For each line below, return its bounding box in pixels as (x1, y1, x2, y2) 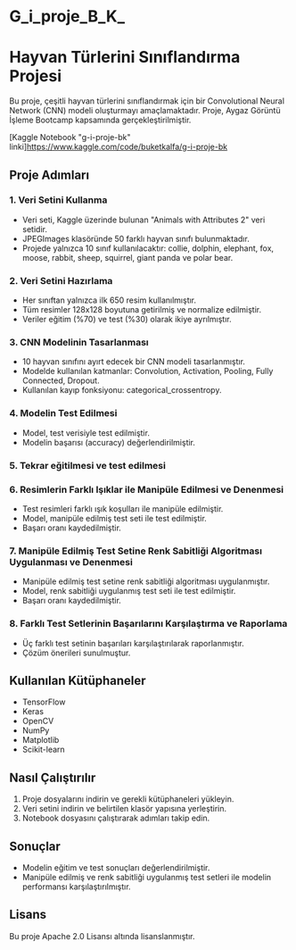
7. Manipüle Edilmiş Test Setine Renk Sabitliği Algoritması (9, 545, 263, 557)
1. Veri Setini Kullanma (9, 194, 108, 206)
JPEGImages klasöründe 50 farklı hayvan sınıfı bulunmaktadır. (21, 233, 250, 244)
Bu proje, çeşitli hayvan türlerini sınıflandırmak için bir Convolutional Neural (9, 96, 285, 106)
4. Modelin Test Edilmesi (9, 407, 118, 420)
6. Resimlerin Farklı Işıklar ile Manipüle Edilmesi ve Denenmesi (9, 483, 284, 496)
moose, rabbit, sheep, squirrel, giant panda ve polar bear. (21, 252, 234, 262)
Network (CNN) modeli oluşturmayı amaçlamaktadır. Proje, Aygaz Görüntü (9, 105, 281, 116)
